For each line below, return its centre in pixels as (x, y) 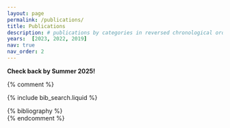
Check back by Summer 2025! (51, 71)
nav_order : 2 (26, 52)
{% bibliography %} (35, 111)
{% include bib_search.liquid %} (52, 97)
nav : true (21, 45)
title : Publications (37, 26)
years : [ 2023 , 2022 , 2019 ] (47, 39)
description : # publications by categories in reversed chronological (110, 33)
